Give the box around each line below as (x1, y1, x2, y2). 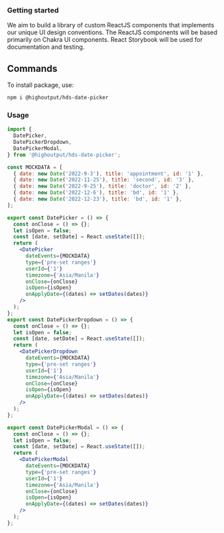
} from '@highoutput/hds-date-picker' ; (7, 151, 121, 158)
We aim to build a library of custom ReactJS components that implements (7, 21, 214, 29)
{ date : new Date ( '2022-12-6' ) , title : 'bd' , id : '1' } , (13, 189, 179, 197)
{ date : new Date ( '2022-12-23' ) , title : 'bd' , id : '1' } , (13, 196, 183, 203)
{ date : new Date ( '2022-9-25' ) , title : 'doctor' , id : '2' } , (13, 183, 192, 190)
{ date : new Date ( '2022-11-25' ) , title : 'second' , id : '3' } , (13, 177, 195, 184)
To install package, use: (7, 81, 74, 89)
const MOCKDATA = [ (7, 164, 63, 171)
